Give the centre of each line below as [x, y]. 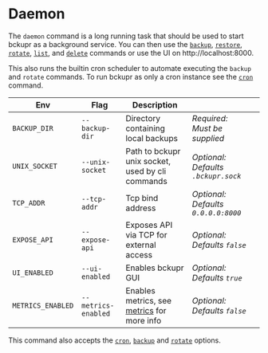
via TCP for [146, 234]
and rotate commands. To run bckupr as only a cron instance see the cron [131, 76]
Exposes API [149, 225]
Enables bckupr [155, 268]
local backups [152, 138]
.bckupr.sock [217, 176]
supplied [208, 138]
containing [146, 128]
